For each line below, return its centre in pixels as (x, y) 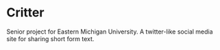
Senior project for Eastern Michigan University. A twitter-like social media (110, 32)
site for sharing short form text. (50, 38)
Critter (25, 13)
